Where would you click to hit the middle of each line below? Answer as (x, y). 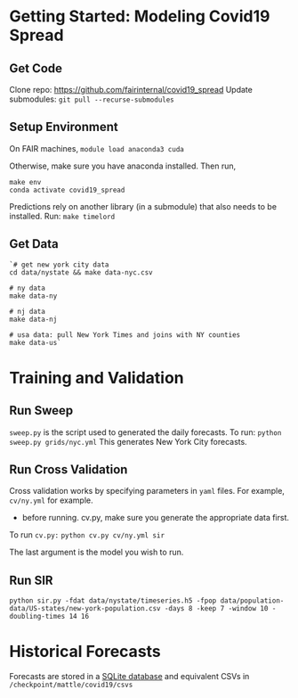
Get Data (34, 244)
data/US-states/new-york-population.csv (85, 609)
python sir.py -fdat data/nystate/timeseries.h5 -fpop (113, 601)
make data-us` (36, 342)
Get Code (36, 68)
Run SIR (31, 580)
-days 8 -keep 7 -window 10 (216, 609)
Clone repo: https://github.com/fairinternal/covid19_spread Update (131, 90)
